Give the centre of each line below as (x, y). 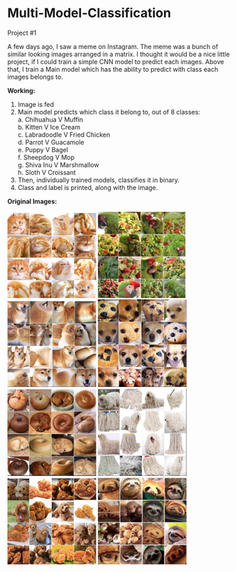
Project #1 (22, 33)
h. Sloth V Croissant (46, 172)
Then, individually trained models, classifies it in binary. (98, 180)
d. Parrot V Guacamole (51, 142)
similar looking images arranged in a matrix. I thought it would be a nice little (119, 54)
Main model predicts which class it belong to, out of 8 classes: (109, 112)
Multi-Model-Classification (89, 13)
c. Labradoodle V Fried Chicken (64, 134)
